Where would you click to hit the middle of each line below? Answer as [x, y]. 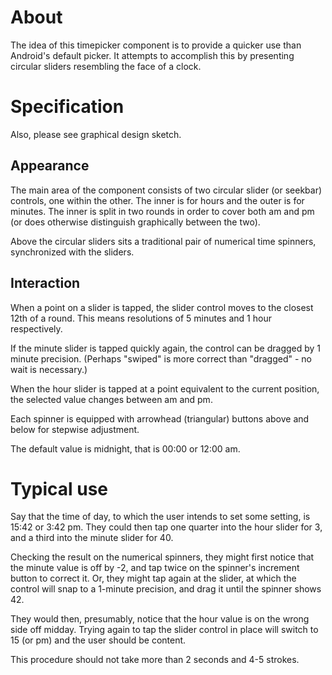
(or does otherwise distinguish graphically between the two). [135, 222]
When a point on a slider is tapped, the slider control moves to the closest [162, 307]
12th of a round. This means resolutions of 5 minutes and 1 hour [141, 318]
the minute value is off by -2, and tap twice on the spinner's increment [155, 568]
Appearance [50, 166]
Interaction [45, 283]
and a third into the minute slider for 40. [92, 538]
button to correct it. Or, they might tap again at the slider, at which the [153, 578]
